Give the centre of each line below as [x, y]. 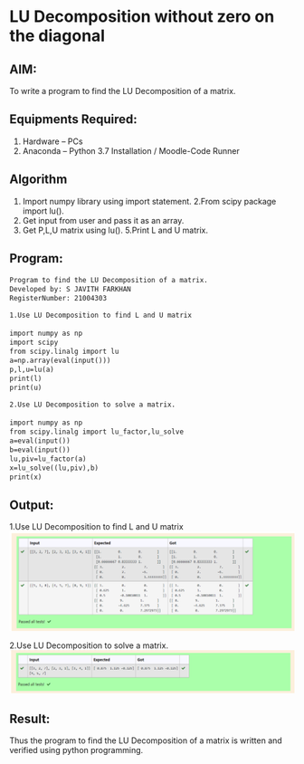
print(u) [26, 388]
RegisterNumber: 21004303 [58, 299]
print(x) [26, 477]
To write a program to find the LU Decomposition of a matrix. [123, 91]
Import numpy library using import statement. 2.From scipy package [149, 201]
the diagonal [57, 36]
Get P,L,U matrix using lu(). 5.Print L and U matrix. [115, 230]
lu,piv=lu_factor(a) [48, 459]
